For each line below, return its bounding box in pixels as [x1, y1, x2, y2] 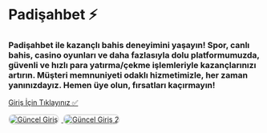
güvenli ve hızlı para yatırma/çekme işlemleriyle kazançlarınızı [8, 60, 257, 71]
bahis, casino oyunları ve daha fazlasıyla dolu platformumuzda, [8, 50, 260, 61]
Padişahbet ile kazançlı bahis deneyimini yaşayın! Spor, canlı [8, 40, 250, 51]
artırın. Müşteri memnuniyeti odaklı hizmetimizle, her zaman [8, 70, 249, 81]
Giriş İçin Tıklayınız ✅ [8, 98, 79, 107]
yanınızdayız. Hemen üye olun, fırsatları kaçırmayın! [8, 80, 216, 91]
